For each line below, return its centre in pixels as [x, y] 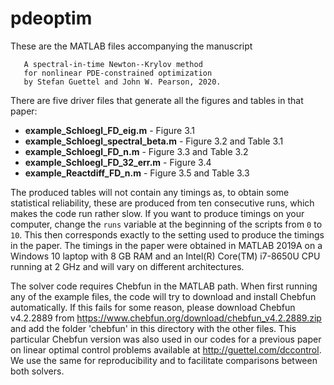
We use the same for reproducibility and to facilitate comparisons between [164, 360]
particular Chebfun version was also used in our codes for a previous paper [166, 339]
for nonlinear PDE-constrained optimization [118, 73]
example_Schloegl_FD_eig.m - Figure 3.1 [110, 130]
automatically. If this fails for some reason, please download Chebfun [153, 307]
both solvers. [37, 371]
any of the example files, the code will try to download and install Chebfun [163, 296]
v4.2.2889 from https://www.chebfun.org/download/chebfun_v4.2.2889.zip [166, 318]
